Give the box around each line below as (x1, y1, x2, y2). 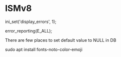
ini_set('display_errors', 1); (5, 19, 57, 24)
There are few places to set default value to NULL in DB (5, 37, 117, 43)
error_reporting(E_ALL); (5, 28, 52, 34)
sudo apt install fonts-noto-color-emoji (5, 46, 83, 52)
